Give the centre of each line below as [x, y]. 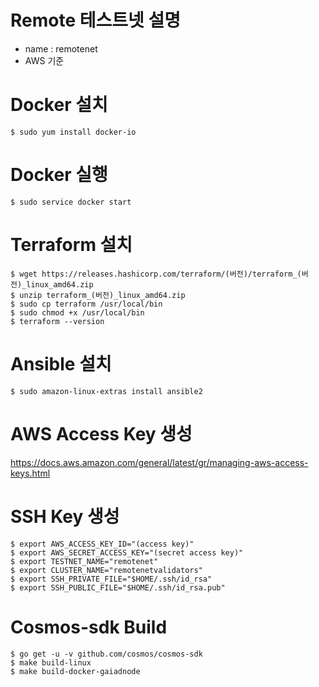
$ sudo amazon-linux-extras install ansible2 [106, 391]
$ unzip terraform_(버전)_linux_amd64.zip [98, 295]
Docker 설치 [59, 105]
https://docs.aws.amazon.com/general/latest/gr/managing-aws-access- [159, 462]
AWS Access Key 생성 [101, 433]
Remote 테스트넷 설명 [95, 20]
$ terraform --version [57, 321]
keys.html [30, 473]
